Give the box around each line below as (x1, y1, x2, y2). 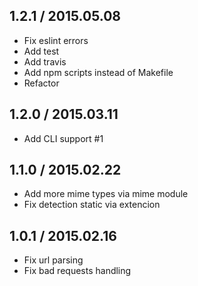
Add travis (23, 55, 67, 68)
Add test (23, 45, 60, 57)
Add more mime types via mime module (23, 188, 189, 200)
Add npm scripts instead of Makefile (23, 66, 174, 78)
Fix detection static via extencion (23, 199, 161, 211)
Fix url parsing (23, 254, 84, 266)
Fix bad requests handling (23, 265, 132, 277)
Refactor (23, 77, 60, 89)
